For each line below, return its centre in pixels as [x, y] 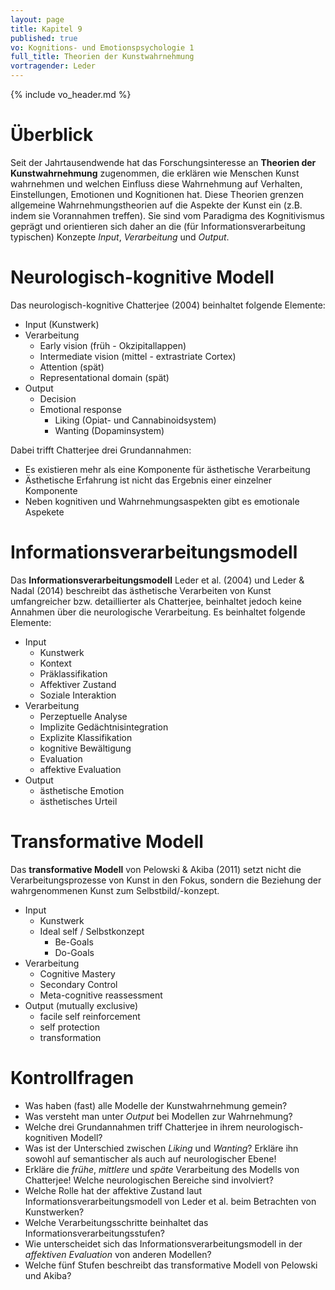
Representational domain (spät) [104, 377]
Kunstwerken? [54, 1212]
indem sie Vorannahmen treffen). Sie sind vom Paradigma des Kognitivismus [167, 215]
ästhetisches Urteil [78, 801]
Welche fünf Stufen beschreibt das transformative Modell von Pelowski [171, 1265]
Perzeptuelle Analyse [83, 716]
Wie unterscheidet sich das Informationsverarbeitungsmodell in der [163, 1243]
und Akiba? [48, 1275]
